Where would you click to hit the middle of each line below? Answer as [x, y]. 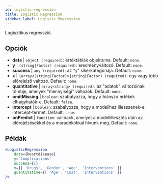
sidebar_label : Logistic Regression [42, 19]
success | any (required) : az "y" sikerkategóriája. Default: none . [77, 71]
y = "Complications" [33, 159]
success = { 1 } [26, 163]
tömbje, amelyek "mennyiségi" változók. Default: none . [67, 92]
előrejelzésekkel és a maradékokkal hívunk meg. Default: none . [75, 123]
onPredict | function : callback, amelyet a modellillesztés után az [78, 118]
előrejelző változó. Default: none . [45, 81]
